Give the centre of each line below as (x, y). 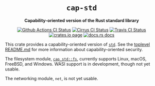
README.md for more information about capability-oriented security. (74, 49)
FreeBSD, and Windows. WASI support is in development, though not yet (77, 64)
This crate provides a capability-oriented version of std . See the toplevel (77, 44)
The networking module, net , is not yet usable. (52, 78)
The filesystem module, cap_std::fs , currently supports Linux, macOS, (76, 58)
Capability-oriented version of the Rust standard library (82, 20)
